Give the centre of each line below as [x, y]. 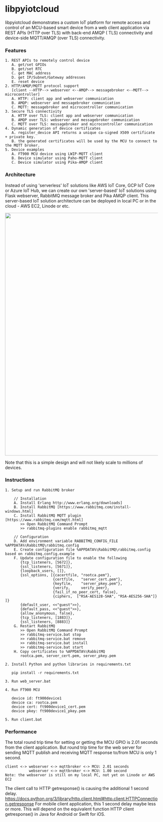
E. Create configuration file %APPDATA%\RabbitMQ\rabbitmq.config [82, 550]
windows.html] [19, 511]
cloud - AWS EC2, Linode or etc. [37, 206]
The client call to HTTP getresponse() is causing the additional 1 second [77, 788]
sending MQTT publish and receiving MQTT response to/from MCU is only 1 [81, 753]
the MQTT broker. [23, 146]
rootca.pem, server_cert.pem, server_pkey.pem [68, 656]
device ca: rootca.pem [34, 703]
